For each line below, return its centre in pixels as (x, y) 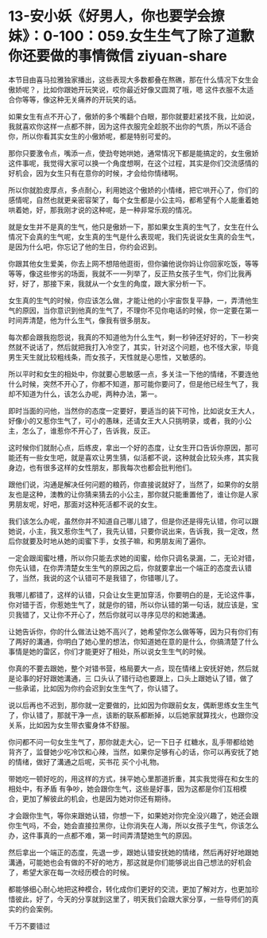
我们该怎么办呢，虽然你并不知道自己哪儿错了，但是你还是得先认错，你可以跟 (133, 521)
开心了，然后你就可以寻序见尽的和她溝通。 (140, 614)
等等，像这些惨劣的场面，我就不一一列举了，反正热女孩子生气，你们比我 (126, 273)
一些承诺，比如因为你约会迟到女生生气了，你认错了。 (95, 688)
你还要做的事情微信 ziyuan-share (118, 56)
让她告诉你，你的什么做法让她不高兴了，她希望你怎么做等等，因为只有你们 (130, 631)
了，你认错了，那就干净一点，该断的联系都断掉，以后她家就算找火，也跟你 (130, 715)
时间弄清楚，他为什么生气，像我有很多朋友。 (81, 320)
